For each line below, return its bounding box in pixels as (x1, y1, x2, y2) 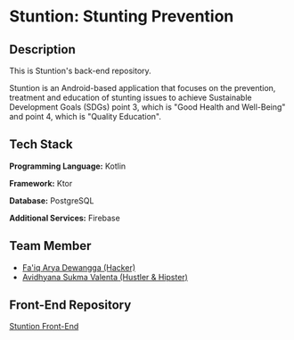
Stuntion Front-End (9, 321, 79, 332)
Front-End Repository (9, 297, 132, 313)
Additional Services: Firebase (9, 212, 120, 223)
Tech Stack (9, 137, 73, 153)
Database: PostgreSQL (9, 195, 94, 206)
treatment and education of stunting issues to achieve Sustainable (9, 92, 252, 103)
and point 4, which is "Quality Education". (9, 112, 162, 121)
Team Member (9, 238, 92, 253)
